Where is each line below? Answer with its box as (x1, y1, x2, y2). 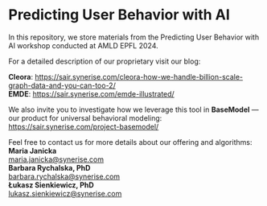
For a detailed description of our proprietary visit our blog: (8, 56, 201, 66)
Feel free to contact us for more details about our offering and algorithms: (8, 137, 253, 146)
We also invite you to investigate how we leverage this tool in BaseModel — (8, 105, 259, 114)
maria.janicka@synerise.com (8, 154, 105, 164)
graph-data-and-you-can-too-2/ (8, 80, 117, 90)
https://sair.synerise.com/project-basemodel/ (8, 122, 159, 131)
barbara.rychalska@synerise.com (8, 171, 121, 181)
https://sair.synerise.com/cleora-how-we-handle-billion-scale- (35, 72, 244, 81)
